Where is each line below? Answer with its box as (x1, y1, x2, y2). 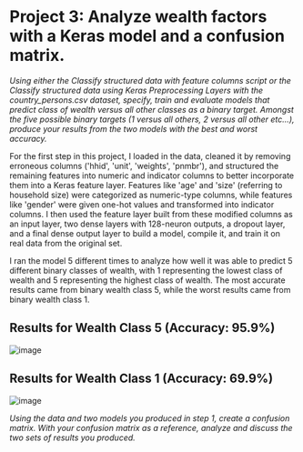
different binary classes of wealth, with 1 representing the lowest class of (9, 265, 283, 276)
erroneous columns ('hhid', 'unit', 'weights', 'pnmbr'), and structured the (9, 160, 279, 171)
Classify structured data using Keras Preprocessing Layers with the (9, 85, 264, 95)
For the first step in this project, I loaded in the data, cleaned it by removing (9, 150, 291, 161)
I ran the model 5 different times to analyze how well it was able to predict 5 (9, 255, 293, 266)
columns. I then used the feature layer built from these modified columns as (9, 208, 293, 219)
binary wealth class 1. (9, 294, 90, 305)
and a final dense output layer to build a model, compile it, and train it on (9, 227, 280, 238)
